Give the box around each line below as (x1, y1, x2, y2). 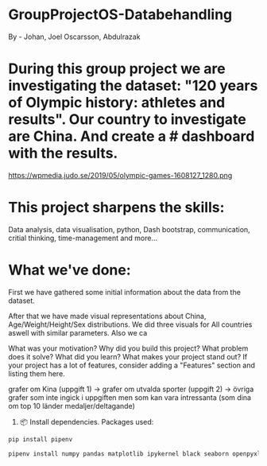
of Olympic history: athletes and (8, 94, 226, 112)
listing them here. (8, 368, 65, 379)
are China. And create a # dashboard (8, 127, 255, 146)
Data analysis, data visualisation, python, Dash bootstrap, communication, (8, 224, 250, 234)
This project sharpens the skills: (8, 199, 225, 216)
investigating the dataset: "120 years (8, 77, 258, 95)
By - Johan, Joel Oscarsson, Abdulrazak (8, 32, 141, 41)
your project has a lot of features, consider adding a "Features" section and (8, 360, 256, 370)
